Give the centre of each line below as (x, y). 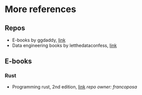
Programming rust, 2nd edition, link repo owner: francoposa (75, 86)
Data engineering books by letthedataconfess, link (64, 45)
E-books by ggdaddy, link (39, 40)
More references (40, 9)
